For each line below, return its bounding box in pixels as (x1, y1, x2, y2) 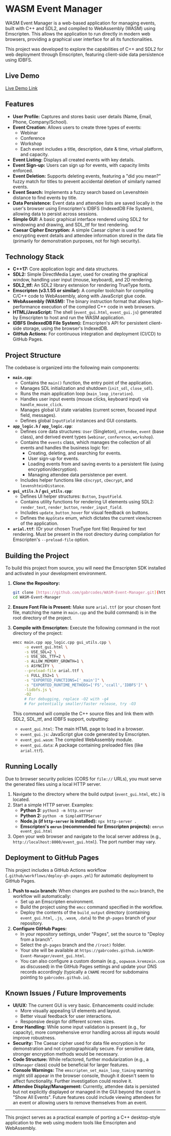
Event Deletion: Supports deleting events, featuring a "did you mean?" (12, 173, 161, 179)
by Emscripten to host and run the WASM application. (12, 315, 125, 321)
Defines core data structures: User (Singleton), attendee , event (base (20, 429, 164, 435)
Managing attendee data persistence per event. (27, 472, 128, 478)
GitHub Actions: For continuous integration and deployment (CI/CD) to (12, 331, 161, 337)
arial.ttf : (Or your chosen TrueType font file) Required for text (12, 526, 146, 532)
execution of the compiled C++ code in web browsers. (41, 304, 156, 310)
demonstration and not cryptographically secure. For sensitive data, (12, 1045, 155, 1052)
